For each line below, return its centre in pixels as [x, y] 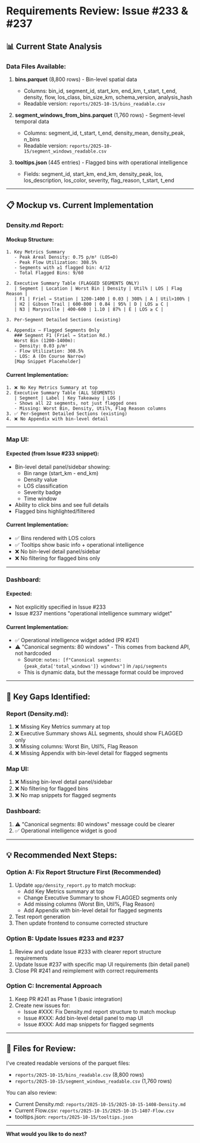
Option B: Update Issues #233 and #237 [65, 938]
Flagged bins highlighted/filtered [55, 511]
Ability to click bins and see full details [62, 504]
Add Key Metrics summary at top [64, 891]
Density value [40, 479]
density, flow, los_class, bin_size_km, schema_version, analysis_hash [108, 97]
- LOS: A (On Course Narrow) [50, 357]
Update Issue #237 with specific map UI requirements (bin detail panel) [102, 964]
